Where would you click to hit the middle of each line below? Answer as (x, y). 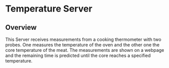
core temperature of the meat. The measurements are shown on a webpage (85, 50)
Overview (21, 27)
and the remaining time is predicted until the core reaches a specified (78, 55)
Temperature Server (49, 9)
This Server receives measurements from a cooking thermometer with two (83, 39)
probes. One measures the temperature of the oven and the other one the (82, 45)
